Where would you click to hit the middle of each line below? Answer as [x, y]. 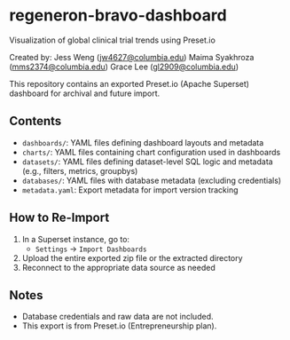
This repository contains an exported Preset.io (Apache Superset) [129, 83]
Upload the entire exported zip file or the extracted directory [132, 257]
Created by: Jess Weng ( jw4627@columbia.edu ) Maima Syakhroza [132, 57]
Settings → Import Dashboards [91, 249]
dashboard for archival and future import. [85, 93]
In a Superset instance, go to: [76, 239]
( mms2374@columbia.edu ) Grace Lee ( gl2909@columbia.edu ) [124, 67]
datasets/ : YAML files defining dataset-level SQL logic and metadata [147, 162]
